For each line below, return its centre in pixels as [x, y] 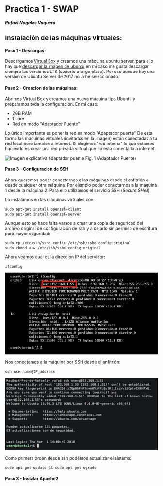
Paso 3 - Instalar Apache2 [32, 478]
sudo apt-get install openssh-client [43, 209]
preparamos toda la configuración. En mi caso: [52, 104]
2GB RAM [22, 113]
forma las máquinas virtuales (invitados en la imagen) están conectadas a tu [81, 138]
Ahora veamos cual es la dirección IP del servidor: [55, 257]
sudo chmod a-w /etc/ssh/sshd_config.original [53, 248]
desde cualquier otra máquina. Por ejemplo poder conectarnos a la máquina [81, 185]
